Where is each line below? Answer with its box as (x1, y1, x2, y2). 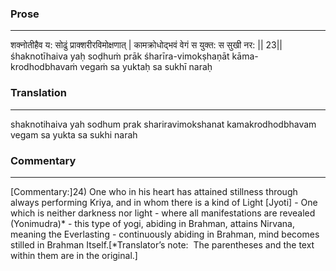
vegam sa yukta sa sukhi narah (10, 128, 138, 141)
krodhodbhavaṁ (10, 61, 78, 73)
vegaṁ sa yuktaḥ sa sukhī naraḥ (79, 61, 213, 73)
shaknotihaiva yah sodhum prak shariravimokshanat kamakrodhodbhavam (10, 118, 317, 130)
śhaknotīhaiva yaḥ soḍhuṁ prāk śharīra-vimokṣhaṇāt (10, 50, 230, 62)
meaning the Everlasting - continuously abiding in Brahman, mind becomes (10, 228, 320, 240)
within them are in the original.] (10, 249, 138, 261)
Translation (10, 86, 67, 100)
